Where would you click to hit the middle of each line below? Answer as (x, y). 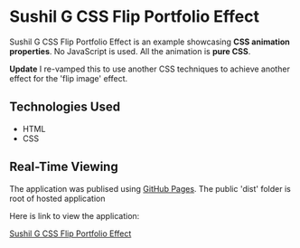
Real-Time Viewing (64, 167)
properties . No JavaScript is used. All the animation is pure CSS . (130, 51)
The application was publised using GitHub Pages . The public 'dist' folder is (150, 188)
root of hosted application (57, 198)
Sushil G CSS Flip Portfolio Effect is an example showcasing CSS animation (150, 42)
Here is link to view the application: (75, 215)
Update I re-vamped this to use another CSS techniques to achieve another (150, 69)
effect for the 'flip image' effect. (69, 78)
